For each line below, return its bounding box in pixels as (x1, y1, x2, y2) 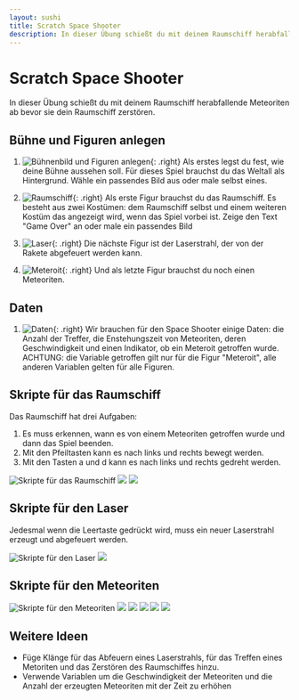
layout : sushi (9, 12, 62, 22)
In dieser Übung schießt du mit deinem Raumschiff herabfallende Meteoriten (9, 97, 290, 108)
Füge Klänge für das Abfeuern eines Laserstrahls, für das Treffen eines (21, 652, 283, 663)
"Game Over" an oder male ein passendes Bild (21, 221, 193, 232)
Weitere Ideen (9, 629, 89, 644)
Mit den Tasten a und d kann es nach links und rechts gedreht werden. (21, 456, 281, 468)
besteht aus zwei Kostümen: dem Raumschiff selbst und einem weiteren (21, 202, 287, 213)
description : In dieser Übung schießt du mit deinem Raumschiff (9, 29, 253, 38)
